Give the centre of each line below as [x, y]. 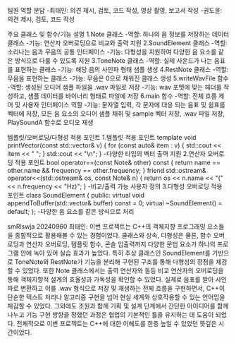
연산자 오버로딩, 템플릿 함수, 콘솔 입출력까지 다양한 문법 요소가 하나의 [121, 244]
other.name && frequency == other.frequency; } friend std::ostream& [107, 170]
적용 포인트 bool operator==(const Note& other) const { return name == [117, 162]
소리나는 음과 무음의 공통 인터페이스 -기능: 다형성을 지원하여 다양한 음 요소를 [112, 52]
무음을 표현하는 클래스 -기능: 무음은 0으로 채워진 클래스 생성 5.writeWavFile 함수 [118, 78]
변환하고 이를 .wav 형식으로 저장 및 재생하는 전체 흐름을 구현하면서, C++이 [123, 288]
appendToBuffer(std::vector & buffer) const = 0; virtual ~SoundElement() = [115, 203]
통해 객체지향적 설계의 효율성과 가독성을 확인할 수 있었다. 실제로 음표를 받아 [111, 279]
